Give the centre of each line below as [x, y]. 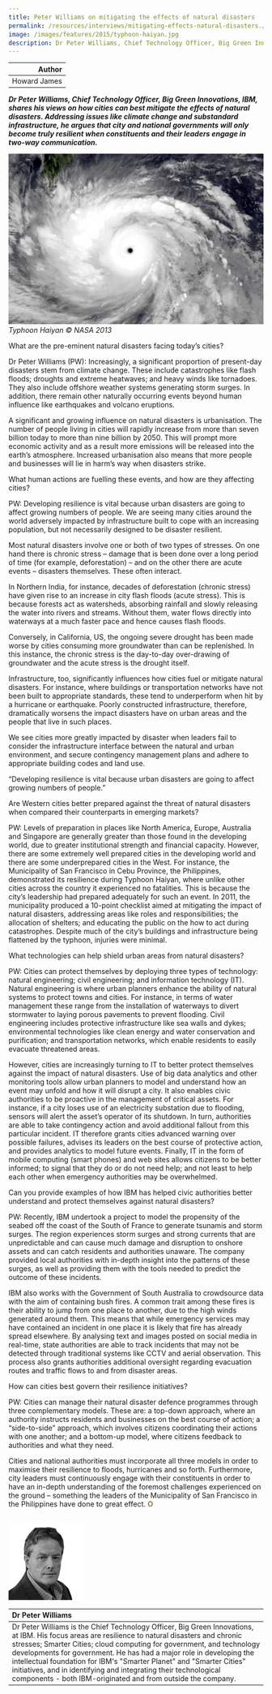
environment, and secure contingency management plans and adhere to [129, 754]
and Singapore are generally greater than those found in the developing [127, 836]
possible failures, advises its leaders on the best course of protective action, [136, 1142]
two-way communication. [53, 142]
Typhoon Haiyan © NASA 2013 [60, 330]
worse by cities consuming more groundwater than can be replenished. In [132, 645]
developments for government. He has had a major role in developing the [133, 1653]
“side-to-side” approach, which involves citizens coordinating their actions [133, 1428]
